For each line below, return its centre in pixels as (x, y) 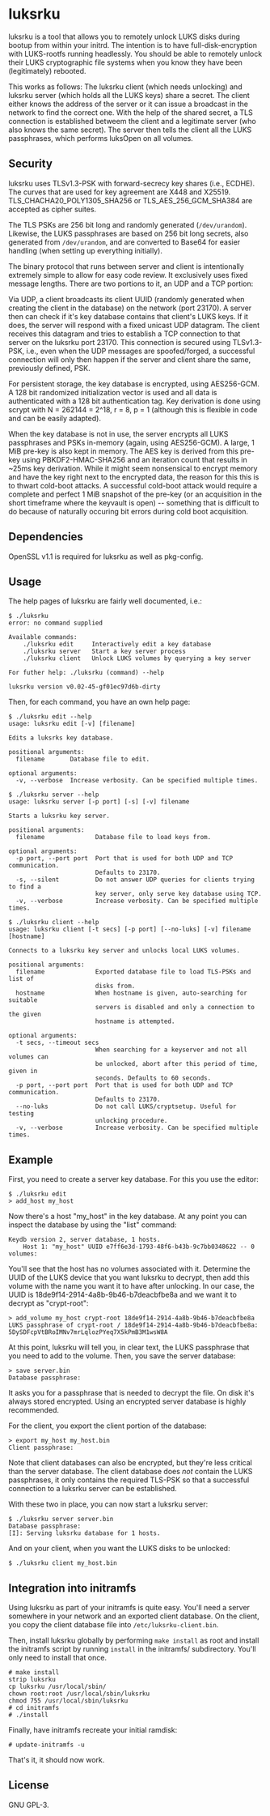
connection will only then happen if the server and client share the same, (130, 359)
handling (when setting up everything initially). (86, 250)
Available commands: (43, 637)
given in (23, 1071)
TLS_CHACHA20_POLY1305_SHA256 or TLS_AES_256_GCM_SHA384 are (131, 200)
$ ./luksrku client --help (54, 923)
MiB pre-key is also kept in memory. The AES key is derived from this (123, 451)
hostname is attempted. (135, 1021)
